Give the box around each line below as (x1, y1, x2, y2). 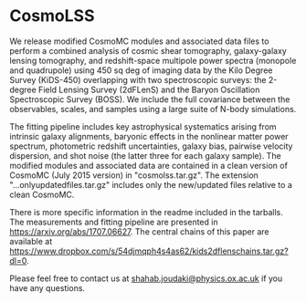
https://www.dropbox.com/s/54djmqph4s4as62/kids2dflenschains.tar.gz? (9, 245, 290, 256)
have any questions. (9, 282, 85, 293)
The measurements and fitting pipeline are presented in (9, 216, 218, 227)
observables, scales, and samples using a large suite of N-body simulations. (9, 103, 297, 114)
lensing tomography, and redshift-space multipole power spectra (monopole (9, 55, 297, 66)
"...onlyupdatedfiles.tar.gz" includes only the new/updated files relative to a (9, 179, 292, 190)
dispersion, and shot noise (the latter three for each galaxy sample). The (9, 150, 281, 161)
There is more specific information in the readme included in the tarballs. (9, 206, 283, 217)
